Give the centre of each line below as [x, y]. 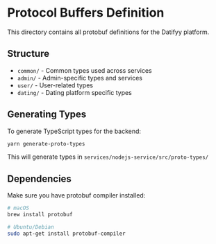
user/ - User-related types [55, 85]
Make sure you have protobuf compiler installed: [76, 195]
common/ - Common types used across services [84, 70]
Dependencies [39, 178]
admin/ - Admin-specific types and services [80, 78]
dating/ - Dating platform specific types [74, 92]
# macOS [18, 208]
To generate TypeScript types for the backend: [74, 131]
